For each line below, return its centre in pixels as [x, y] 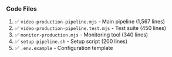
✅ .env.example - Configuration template [64, 48]
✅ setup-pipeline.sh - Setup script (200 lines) [71, 41]
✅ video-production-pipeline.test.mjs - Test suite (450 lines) [90, 28]
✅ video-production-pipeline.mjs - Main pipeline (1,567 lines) [90, 22]
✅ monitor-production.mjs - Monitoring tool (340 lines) [81, 35]
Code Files [21, 9]
